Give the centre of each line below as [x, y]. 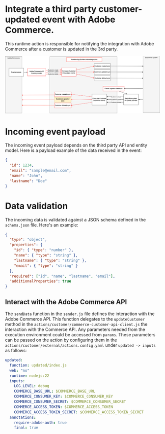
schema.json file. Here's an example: [42, 225]
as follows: [16, 351]
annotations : [23, 417]
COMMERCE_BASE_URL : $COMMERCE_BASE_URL [55, 391]
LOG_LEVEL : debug [32, 386]
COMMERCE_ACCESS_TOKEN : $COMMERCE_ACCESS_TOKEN [63, 407]
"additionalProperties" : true [40, 281]
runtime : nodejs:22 [29, 376]
